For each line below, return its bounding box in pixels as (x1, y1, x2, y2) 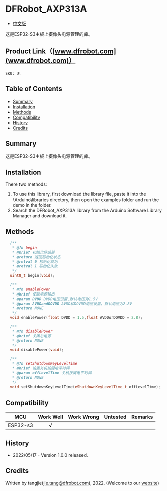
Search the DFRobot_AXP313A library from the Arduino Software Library (12, 207, 162, 214)
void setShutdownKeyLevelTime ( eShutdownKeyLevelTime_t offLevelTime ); (10, 384, 161, 389)
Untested (104, 413, 127, 420)
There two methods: (5, 181, 47, 187)
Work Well (38, 413, 64, 420)
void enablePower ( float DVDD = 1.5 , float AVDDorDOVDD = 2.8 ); (10, 315, 143, 320)
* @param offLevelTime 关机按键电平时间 (12, 370, 92, 375)
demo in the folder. (12, 202, 52, 208)
